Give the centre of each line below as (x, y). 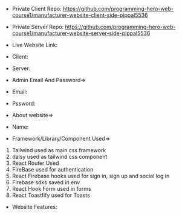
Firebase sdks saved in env (46, 182)
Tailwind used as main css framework (59, 150)
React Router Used (35, 163)
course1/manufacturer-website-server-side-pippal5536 (81, 33)
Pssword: (24, 103)
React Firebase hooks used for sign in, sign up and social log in (91, 176)
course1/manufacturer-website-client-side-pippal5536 (80, 15)
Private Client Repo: (37, 9)
